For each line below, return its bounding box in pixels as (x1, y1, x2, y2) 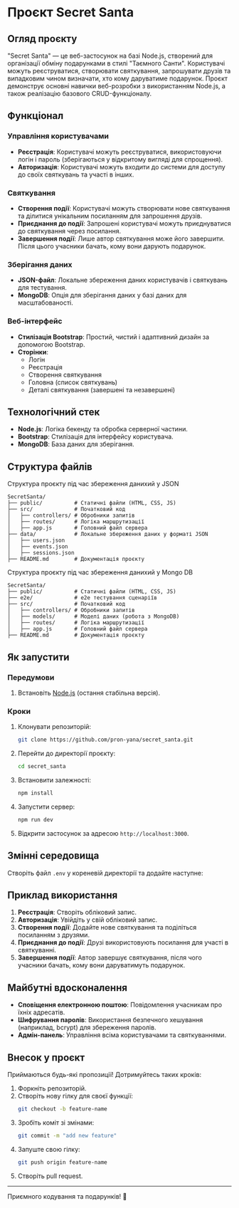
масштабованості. (17, 298, 73, 307)
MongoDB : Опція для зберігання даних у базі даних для (17, 291, 187, 300)
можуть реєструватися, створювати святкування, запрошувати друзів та (7, 67, 231, 75)
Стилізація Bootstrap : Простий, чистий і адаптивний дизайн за (17, 332, 210, 341)
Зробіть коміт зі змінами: (17, 1118, 95, 1127)
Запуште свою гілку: (17, 1145, 80, 1153)
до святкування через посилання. (17, 226, 122, 235)
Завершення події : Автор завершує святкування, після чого (17, 953, 203, 962)
